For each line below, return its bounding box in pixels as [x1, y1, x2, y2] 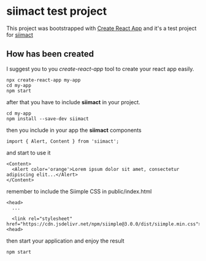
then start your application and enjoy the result [6, 237, 124, 244]
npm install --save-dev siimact [6, 115, 89, 122]
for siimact [6, 31, 34, 38]
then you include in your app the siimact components [6, 126, 142, 134]
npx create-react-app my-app [6, 77, 81, 83]
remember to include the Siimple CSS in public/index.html [6, 187, 152, 195]
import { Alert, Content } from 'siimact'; [6, 138, 120, 145]
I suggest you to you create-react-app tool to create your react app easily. [6, 65, 194, 72]
